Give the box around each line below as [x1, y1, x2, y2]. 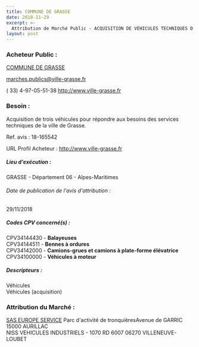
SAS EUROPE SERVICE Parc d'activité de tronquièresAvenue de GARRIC [6, 317, 183, 324]
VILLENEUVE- [142, 329, 177, 336]
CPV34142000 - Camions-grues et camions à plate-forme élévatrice [6, 246, 179, 254]
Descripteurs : [6, 267, 43, 274]
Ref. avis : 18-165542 [6, 133, 58, 140]
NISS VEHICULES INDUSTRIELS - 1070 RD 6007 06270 [6, 329, 141, 336]
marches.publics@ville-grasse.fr [6, 76, 86, 83]
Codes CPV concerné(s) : [6, 219, 70, 226]
